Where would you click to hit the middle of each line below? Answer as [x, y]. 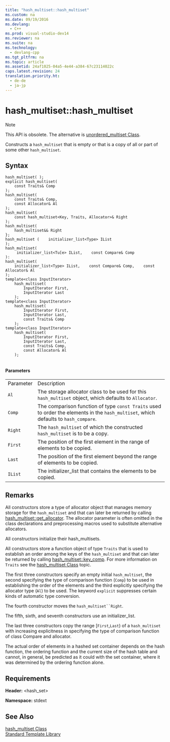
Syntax [17, 165]
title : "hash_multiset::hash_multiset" [47, 10]
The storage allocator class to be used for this [92, 391]
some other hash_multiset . [33, 150]
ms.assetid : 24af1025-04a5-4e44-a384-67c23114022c [60, 66]
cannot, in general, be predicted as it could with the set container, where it [83, 657]
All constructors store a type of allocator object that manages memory [78, 508]
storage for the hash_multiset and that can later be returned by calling [78, 513]
